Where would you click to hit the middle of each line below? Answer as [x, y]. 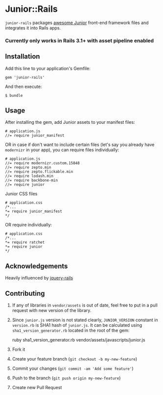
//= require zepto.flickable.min [39, 172]
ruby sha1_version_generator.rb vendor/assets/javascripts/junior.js [79, 340]
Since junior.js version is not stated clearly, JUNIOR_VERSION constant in [85, 320]
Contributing [25, 293]
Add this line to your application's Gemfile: [48, 68]
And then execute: [23, 86]
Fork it [19, 349]
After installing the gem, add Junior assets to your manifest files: [70, 122]
